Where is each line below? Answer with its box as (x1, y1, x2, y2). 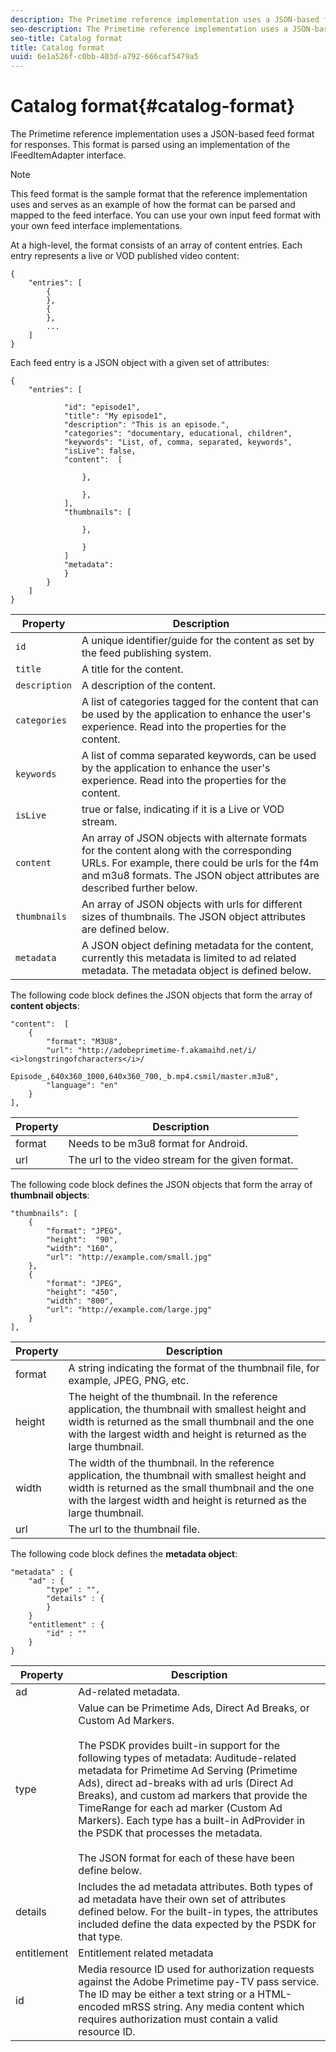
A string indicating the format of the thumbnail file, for (68, 1361, 320, 1375)
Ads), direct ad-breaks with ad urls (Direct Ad (78, 1776, 294, 1790)
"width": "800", (46, 1296, 114, 1306)
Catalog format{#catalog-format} (10, 95, 296, 118)
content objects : (10, 1000, 80, 1012)
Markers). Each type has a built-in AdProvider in (78, 1814, 306, 1828)
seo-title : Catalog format (10, 33, 123, 43)
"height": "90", (46, 1235, 118, 1245)
